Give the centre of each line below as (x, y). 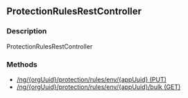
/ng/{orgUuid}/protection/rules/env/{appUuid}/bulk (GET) (99, 87)
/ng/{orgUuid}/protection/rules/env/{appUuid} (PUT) (92, 79)
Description (27, 31)
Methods (22, 64)
